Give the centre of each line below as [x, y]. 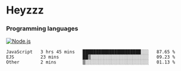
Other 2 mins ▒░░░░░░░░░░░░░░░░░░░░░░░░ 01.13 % [91, 62]
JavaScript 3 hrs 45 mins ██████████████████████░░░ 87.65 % [91, 52]
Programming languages [42, 29]
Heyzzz [25, 10]
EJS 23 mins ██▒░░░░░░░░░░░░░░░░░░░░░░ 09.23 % [91, 57]
